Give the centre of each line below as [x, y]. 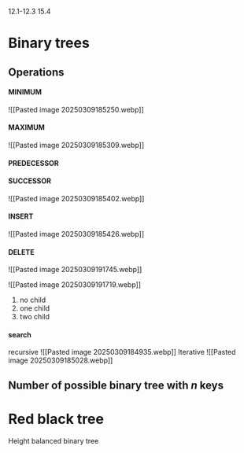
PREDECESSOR [33, 163]
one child [35, 308]
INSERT [21, 216]
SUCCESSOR [30, 181]
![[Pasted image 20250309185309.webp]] [76, 145]
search [20, 334]
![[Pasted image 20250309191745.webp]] [75, 270]
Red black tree [56, 419]
